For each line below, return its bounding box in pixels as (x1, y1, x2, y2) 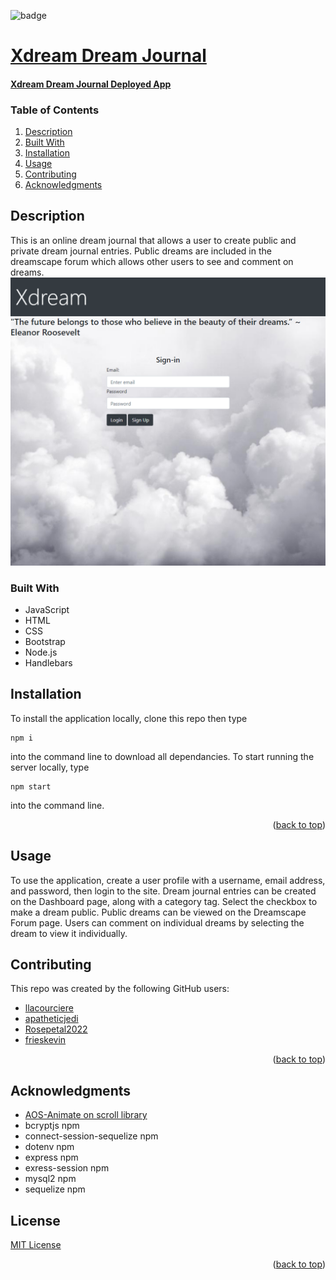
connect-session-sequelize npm (24, 1130, 159, 1142)
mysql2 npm (24, 1173, 77, 1185)
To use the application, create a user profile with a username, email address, (10, 874, 326, 886)
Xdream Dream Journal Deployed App (10, 78, 172, 90)
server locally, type (10, 761, 90, 773)
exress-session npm (24, 1162, 110, 1174)
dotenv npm (24, 1141, 75, 1153)
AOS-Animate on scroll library (24, 1109, 148, 1121)
